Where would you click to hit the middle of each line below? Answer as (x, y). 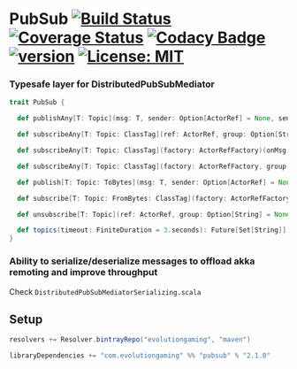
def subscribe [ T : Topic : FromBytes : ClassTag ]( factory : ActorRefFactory (154, 198)
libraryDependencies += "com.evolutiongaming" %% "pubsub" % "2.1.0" (140, 356)
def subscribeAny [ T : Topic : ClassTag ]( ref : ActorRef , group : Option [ (148, 135)
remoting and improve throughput (84, 273)
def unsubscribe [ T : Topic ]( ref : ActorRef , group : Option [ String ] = (144, 214)
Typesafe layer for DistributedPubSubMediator (112, 84)
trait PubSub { (37, 103)
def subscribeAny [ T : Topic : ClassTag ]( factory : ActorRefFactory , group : (154, 166)
